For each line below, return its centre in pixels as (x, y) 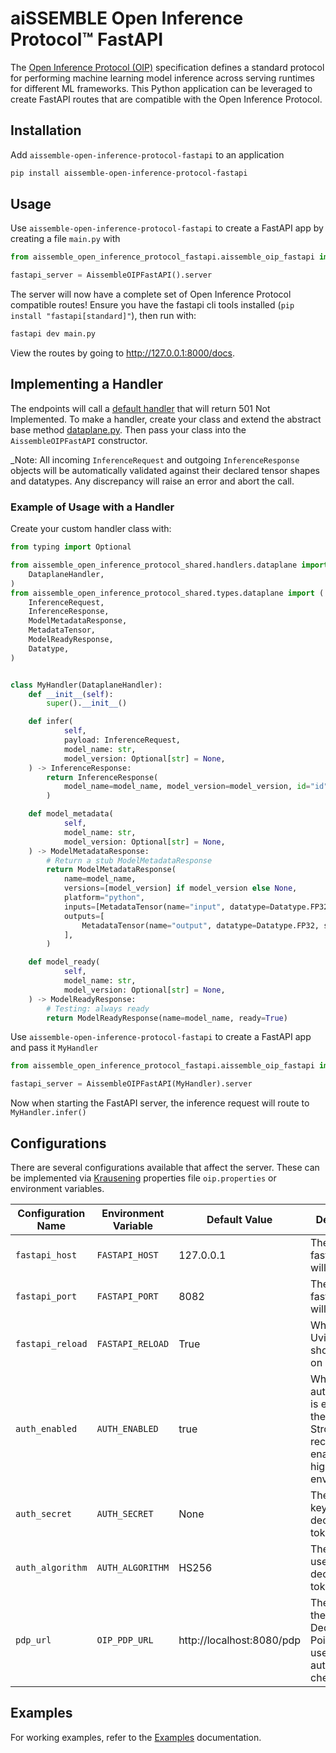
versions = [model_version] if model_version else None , (180, 888)
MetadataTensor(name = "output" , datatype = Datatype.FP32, (200, 925)
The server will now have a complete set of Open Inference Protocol (151, 294)
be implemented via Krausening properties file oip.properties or (143, 1178)
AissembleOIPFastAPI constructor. (79, 440)
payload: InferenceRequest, (122, 740)
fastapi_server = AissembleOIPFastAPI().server (111, 275)
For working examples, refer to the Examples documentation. (136, 1737)
